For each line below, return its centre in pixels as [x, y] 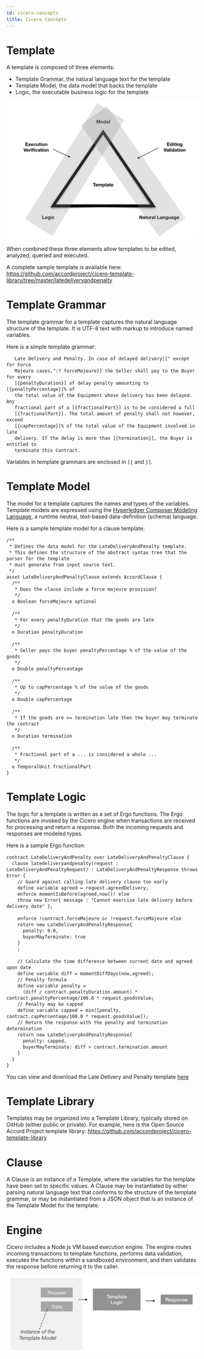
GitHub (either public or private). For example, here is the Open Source [95, 1125]
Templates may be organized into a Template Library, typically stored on [97, 1118]
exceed [15, 420]
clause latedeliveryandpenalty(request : [65, 863]
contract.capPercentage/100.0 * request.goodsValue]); [78, 1016]
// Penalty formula [42, 980]
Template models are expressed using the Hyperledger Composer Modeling [102, 510]
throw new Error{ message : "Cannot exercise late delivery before [105, 900]
